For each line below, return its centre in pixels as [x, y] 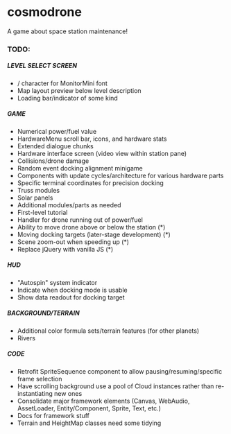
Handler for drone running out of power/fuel [80, 220]
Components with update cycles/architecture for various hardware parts [120, 175]
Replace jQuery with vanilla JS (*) [65, 249]
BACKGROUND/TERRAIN [43, 313]
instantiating [35, 393]
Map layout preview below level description [79, 90]
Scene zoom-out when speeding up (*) [73, 242]
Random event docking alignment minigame [80, 168]
